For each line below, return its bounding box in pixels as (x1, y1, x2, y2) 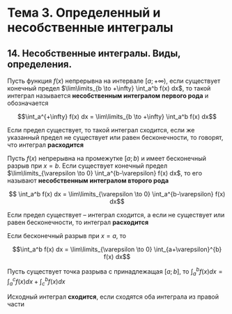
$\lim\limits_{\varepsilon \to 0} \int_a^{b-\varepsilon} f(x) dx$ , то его (7, 169, 203, 177)
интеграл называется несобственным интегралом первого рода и (7, 92, 209, 100)
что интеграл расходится (7, 141, 84, 149)
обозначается (7, 99, 49, 107)
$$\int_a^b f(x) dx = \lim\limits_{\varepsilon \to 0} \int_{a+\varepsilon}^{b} (12, 245, 222, 253)
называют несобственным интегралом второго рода (7, 176, 169, 185)
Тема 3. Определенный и (7, 5, 161, 21)
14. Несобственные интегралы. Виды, (7, 47, 181, 59)
